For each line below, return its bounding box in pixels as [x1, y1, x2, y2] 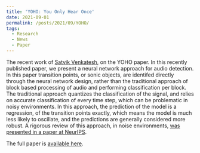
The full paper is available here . [6, 140, 84, 147]
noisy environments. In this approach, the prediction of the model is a [6, 103, 177, 110]
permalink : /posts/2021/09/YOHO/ [6, 20, 90, 26]
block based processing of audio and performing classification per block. [6, 84, 187, 91]
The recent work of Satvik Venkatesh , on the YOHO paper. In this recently [6, 58, 187, 66]
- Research [11, 31, 39, 37]
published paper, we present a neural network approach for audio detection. [6, 65, 194, 72]
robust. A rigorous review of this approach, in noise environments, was [6, 122, 180, 129]
